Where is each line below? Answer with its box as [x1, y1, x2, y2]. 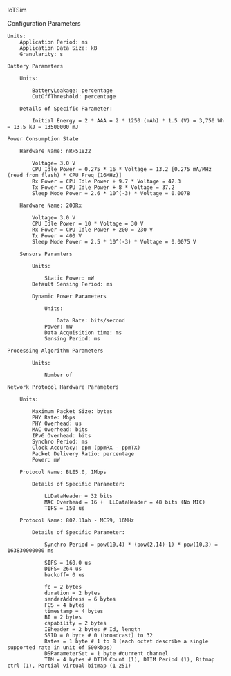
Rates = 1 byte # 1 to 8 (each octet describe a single [44, 638, 209, 645]
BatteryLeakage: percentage [32, 87, 113, 94]
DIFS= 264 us [44, 565, 82, 572]
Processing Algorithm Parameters [7, 347, 104, 354]
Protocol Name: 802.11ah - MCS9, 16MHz [19, 517, 135, 524]
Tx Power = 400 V [32, 232, 82, 239]
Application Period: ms [19, 39, 89, 46]
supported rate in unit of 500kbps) [7, 644, 113, 651]
